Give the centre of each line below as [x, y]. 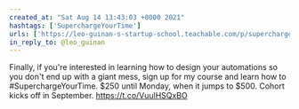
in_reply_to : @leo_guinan [57, 42]
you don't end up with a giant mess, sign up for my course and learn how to [148, 77]
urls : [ [24, 34]
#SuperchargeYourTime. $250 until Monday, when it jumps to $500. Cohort [147, 86]
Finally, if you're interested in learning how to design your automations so [144, 67]
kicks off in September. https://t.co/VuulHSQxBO [99, 96]
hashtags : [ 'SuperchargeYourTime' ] [75, 26]
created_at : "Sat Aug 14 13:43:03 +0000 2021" [97, 17]
